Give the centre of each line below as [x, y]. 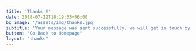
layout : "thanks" [27, 39]
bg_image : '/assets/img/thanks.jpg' [51, 22]
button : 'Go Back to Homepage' [44, 33]
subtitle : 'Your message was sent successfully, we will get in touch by [98, 28]
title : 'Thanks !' [28, 11]
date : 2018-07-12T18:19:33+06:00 [47, 17]
